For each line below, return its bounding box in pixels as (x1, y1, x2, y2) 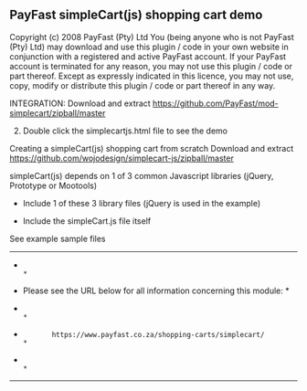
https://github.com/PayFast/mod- (152, 98, 279, 109)
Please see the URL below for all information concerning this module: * (22, 285, 290, 296)
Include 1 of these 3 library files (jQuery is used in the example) (22, 197, 261, 208)
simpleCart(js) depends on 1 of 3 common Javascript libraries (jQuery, (9, 170, 274, 181)
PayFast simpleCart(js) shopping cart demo (9, 7, 263, 23)
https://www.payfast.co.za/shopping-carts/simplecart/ (51, 330, 265, 339)
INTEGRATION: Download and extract (9, 98, 151, 109)
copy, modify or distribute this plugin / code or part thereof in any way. (9, 79, 276, 90)
